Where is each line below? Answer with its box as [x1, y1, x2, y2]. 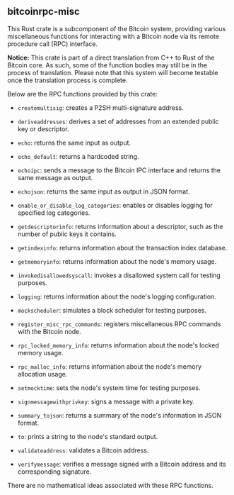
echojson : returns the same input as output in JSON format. [17, 187, 190, 196]
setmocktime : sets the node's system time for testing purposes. [17, 383, 201, 392]
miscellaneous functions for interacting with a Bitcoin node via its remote [7, 32, 219, 40]
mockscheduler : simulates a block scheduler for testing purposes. [17, 306, 206, 314]
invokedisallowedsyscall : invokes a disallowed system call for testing [17, 271, 221, 279]
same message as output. [17, 173, 93, 182]
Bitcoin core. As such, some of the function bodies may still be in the [7, 60, 207, 69]
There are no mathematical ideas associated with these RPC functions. [7, 481, 213, 489]
